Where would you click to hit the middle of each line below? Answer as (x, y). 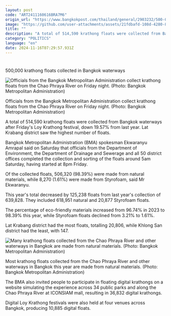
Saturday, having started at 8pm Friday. (47, 164)
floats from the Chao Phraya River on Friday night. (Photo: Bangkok (76, 106)
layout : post (19, 10)
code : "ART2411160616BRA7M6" (36, 15)
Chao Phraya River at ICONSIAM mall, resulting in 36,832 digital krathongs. (84, 293)
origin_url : (18, 19)
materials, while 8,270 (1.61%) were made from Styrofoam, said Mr (75, 179)
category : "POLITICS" (28, 39)
